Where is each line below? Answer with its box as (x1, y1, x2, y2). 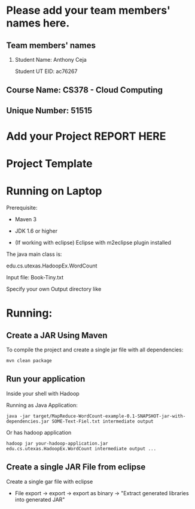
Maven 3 (14, 216, 37, 223)
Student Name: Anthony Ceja (14, 56, 87, 63)
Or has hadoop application (6, 429, 72, 436)
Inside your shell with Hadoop (6, 390, 80, 397)
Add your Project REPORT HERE (6, 129, 166, 143)
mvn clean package (6, 358, 52, 364)
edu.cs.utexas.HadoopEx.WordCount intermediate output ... (6, 445, 157, 451)
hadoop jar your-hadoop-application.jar (6, 440, 109, 447)
